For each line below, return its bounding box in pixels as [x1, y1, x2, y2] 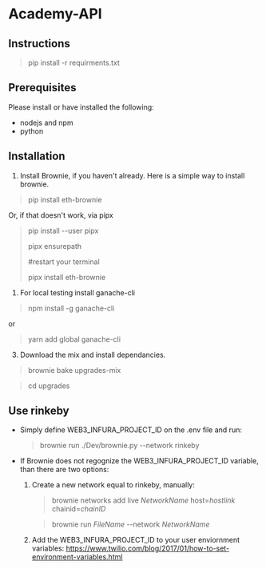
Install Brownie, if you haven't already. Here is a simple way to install [19, 170, 245, 180]
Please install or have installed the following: [8, 102, 154, 112]
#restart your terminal [27, 257, 100, 266]
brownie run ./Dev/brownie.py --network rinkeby [39, 441, 200, 451]
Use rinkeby [8, 404, 69, 418]
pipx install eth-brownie [27, 272, 106, 282]
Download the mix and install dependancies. [19, 350, 166, 359]
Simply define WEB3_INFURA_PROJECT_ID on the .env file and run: [19, 425, 242, 435]
